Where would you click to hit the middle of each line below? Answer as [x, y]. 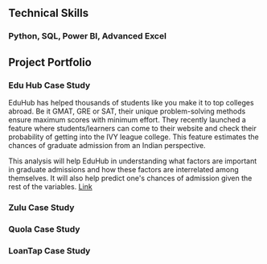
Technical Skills [49, 13]
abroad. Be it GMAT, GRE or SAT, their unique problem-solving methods [127, 111]
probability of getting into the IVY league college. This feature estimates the [133, 137]
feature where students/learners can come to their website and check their [133, 128]
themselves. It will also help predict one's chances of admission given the [130, 178]
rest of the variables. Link [50, 187]
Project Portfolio [50, 62]
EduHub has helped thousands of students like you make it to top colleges [131, 103]
